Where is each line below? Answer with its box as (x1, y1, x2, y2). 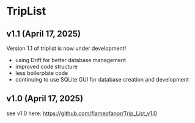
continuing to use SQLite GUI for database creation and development (15, 76, 189, 83)
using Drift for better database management (15, 57, 127, 63)
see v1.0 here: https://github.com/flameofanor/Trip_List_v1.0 (6, 110, 157, 117)
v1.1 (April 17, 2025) (6, 29, 81, 39)
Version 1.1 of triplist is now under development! (6, 44, 127, 52)
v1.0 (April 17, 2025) (6, 93, 84, 104)
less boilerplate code (15, 69, 68, 77)
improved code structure (15, 63, 78, 70)
